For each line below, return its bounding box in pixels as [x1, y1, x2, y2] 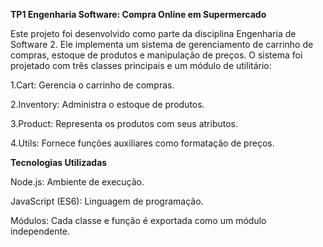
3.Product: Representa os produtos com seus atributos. [10, 118, 238, 129]
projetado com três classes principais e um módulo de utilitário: [10, 60, 272, 71]
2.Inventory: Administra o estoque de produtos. [10, 99, 205, 110]
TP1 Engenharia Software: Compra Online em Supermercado [10, 9, 267, 20]
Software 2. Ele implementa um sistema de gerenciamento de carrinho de [10, 39, 314, 50]
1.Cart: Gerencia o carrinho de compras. [10, 79, 175, 91]
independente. [10, 225, 71, 237]
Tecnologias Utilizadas [10, 157, 108, 168]
